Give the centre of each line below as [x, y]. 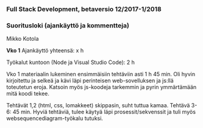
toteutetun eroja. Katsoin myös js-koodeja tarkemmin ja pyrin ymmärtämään [101, 87]
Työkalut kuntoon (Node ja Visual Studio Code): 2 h [71, 62]
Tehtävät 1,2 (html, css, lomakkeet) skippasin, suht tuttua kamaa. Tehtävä [98, 105]
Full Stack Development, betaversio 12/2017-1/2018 [84, 9]
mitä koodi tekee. [28, 94]
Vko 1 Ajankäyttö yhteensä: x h [45, 51]
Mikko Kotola [23, 39]
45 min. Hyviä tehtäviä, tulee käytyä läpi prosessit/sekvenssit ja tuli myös [104, 112]
